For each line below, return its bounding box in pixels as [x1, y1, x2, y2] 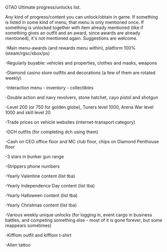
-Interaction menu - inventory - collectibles [5, 85, 94, 91]
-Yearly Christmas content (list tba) [5, 202, 77, 208]
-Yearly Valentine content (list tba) [5, 173, 75, 179]
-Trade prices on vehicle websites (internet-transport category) [5, 119, 136, 125]
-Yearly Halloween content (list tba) [5, 192, 78, 198]
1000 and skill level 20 [5, 110, 51, 115]
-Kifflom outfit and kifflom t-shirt [5, 232, 72, 238]
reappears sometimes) [5, 222, 52, 228]
